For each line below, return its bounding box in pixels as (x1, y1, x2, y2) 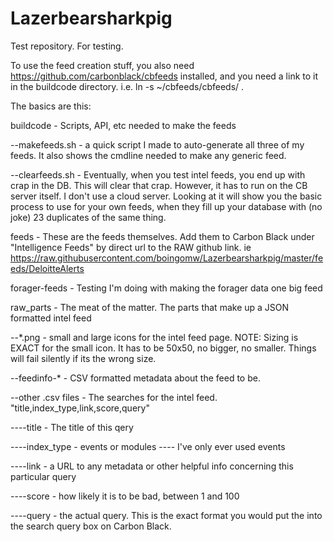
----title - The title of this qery (10, 421, 134, 433)
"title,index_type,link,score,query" (10, 402, 150, 414)
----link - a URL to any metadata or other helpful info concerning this (10, 460, 294, 472)
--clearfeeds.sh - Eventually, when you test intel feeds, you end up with (10, 168, 306, 181)
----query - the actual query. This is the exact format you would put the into (10, 509, 323, 521)
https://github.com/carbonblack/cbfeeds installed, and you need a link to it (10, 70, 319, 82)
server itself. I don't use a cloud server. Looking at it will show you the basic (10, 190, 323, 202)
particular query (10, 470, 77, 482)
